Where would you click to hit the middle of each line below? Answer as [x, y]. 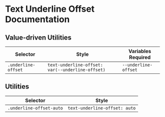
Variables [140, 51]
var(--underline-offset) [76, 70]
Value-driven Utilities [38, 37]
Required [140, 57]
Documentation [38, 19]
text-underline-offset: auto [102, 108]
